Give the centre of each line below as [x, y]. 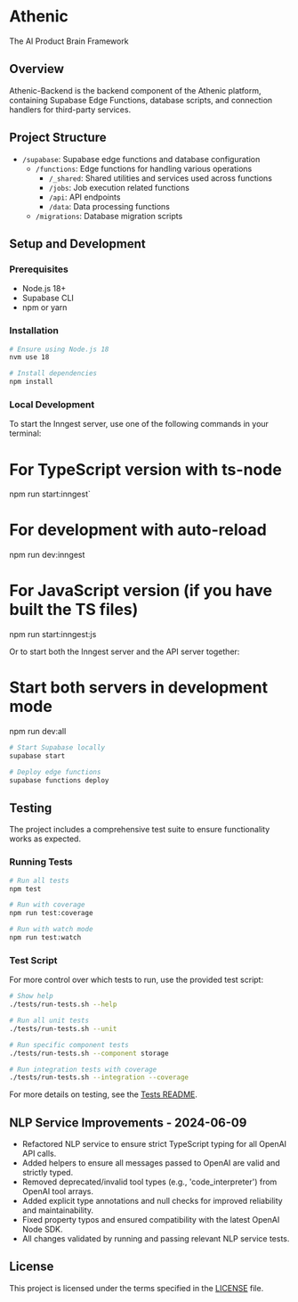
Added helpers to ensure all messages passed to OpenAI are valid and [151, 1163]
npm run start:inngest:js [53, 635]
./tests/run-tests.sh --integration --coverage [99, 1077]
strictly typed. [48, 1173]
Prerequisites [39, 269]
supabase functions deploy [59, 780]
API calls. [39, 1154]
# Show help [31, 996]
